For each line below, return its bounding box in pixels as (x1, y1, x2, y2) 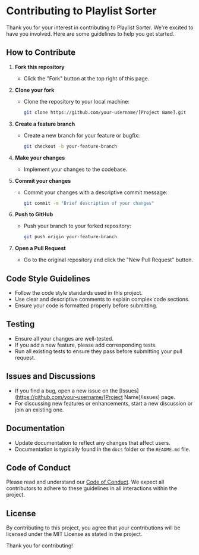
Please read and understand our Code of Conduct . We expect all (6, 478, 165, 486)
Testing (6, 319, 35, 329)
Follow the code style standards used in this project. (14, 289, 143, 297)
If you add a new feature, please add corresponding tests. (14, 341, 157, 348)
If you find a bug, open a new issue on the (14, 387, 118, 394)
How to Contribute (6, 48, 76, 58)
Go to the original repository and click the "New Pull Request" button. (23, 256, 194, 263)
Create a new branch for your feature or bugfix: (23, 132, 140, 139)
